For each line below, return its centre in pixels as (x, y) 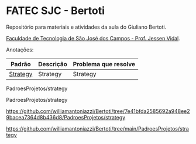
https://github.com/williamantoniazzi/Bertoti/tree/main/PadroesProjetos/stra (97, 128)
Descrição (52, 64)
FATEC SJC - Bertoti (56, 11)
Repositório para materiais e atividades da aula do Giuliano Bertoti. (86, 27)
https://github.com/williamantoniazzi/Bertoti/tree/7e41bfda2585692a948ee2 (98, 111)
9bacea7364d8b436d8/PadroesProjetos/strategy (66, 117)
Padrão (21, 64)
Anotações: (20, 49)
